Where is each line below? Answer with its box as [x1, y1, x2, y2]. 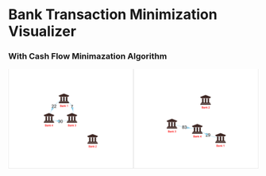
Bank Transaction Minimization [8, 6, 218, 24]
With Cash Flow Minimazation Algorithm [8, 51, 168, 62]
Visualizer [8, 22, 77, 40]
